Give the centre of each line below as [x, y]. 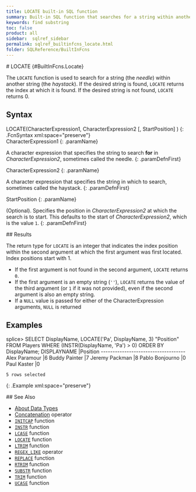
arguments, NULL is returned [48, 307]
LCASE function [32, 433]
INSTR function [32, 427]
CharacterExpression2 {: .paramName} [53, 170]
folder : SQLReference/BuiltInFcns [48, 50]
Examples [24, 325]
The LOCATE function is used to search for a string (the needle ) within [88, 77]
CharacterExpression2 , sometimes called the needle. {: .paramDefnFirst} [94, 159]
